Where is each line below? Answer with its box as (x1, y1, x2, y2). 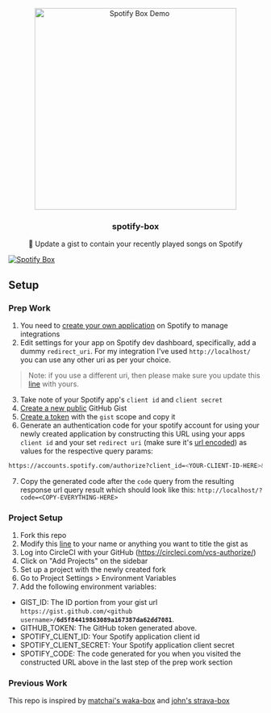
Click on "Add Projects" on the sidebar (19, 557, 148, 566)
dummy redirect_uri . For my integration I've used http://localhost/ (19, 346, 252, 356)
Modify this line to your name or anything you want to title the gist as (19, 539, 248, 548)
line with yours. (27, 379, 79, 389)
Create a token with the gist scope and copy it (19, 411, 176, 421)
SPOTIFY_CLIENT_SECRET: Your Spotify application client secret (19, 640, 236, 650)
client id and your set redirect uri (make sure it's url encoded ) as (19, 437, 248, 447)
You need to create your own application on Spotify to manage (19, 320, 228, 330)
